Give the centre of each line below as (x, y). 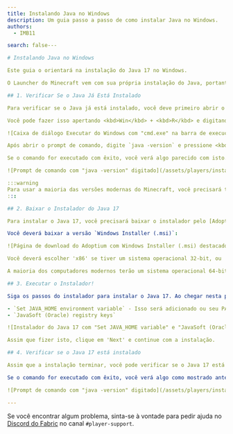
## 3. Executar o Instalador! (51, 284)
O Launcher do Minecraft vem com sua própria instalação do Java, (105, 83)
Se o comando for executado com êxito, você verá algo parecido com (108, 158)
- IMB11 (25, 33)
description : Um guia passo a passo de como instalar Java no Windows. (113, 20)
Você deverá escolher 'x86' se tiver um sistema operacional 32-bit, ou (114, 259)
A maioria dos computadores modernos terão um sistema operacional (107, 271)
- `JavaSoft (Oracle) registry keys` (62, 315)
